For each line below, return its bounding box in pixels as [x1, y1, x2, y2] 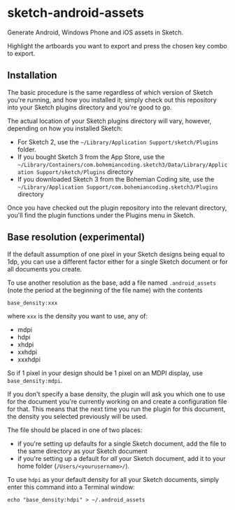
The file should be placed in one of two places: [7, 426, 143, 434]
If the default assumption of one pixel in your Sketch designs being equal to [7, 250, 225, 258]
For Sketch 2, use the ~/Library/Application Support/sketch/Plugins [17, 137, 219, 146]
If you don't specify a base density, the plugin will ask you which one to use [7, 389, 225, 398]
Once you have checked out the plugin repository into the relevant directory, [7, 203, 227, 212]
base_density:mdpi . [7, 376, 63, 384]
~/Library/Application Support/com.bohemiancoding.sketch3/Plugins [17, 184, 218, 191]
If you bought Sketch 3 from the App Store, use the [17, 152, 165, 161]
